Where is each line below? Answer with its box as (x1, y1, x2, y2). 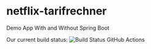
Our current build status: (6, 36, 68, 43)
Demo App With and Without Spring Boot (6, 24, 110, 31)
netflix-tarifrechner (6, 4, 107, 18)
